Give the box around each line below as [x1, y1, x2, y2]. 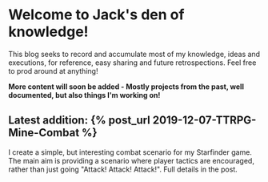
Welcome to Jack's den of [8, 6, 185, 24]
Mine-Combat [8, 126, 80, 140]
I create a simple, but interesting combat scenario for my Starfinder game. [8, 147, 252, 157]
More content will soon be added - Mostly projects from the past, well [8, 82, 244, 91]
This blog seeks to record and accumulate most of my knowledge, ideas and [8, 49, 261, 59]
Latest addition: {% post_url [8, 114, 150, 127]
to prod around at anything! [8, 66, 98, 75]
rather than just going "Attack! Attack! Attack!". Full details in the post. [8, 164, 238, 174]
